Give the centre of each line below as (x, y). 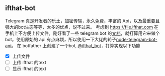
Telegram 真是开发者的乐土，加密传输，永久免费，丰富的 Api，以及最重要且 (82, 21)
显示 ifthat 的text (29, 69)
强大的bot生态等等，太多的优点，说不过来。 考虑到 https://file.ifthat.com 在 (82, 27)
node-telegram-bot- (137, 39)
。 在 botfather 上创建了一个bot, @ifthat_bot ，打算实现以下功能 (76, 45)
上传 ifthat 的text (29, 62)
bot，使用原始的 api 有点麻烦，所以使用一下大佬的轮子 (61, 39)
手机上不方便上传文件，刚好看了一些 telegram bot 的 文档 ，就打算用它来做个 (82, 33)
